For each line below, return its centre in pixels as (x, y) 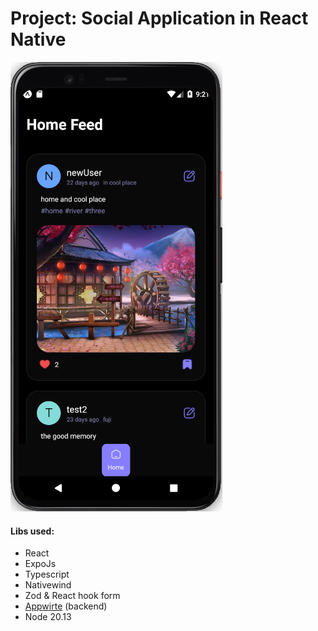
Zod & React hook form (72, 596)
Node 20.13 (48, 617)
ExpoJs (40, 564)
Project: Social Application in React (159, 18)
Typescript (47, 574)
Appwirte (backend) (66, 606)
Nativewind (48, 585)
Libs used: (32, 531)
